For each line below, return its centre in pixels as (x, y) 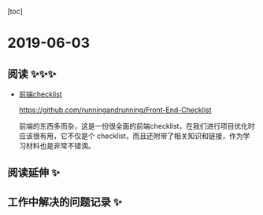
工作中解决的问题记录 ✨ (65, 202)
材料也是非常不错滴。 (60, 146)
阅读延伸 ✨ (34, 173)
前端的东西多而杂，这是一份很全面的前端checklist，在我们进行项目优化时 (137, 126)
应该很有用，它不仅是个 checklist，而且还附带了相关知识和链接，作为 (131, 136)
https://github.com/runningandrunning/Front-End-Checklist (115, 110)
